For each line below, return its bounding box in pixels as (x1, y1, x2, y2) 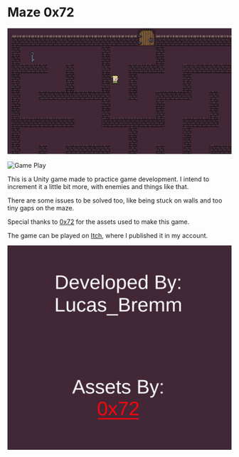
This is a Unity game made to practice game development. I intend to (7, 175, 210, 183)
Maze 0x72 (7, 4, 75, 21)
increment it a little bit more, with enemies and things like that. (7, 183, 189, 191)
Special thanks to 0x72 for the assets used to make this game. (7, 217, 190, 226)
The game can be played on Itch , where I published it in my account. (7, 232, 208, 240)
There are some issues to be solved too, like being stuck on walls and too (7, 196, 223, 205)
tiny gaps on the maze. (7, 204, 75, 213)
